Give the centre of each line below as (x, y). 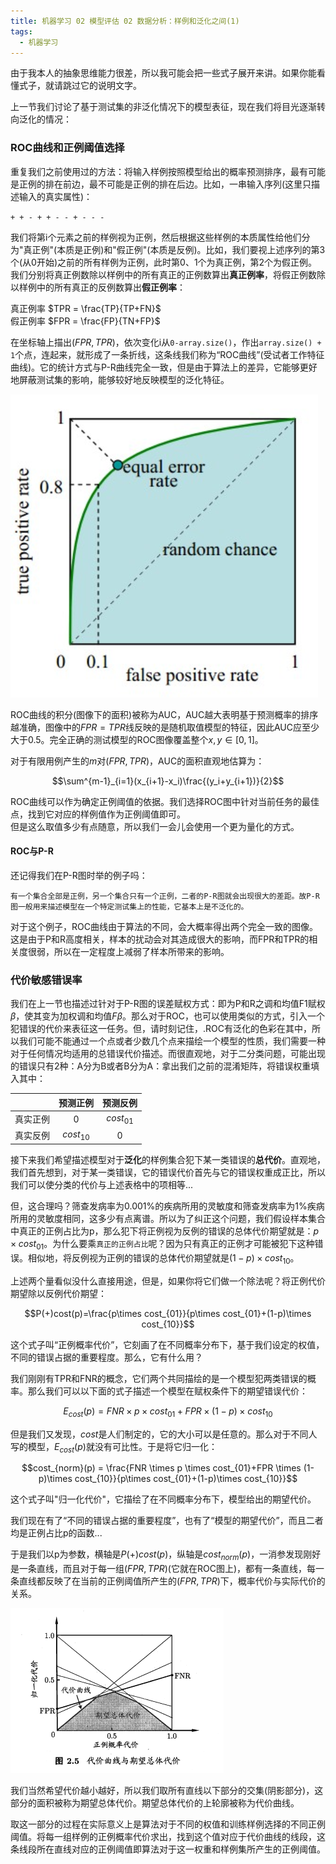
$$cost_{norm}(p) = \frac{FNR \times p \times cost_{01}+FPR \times (161, 1468)
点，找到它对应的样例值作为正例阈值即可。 (98, 814)
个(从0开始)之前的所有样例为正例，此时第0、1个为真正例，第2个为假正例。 (164, 262)
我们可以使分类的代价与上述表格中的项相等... (102, 1185)
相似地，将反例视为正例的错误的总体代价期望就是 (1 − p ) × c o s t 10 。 (163, 1259)
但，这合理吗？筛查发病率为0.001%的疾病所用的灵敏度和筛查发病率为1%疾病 (167, 1206)
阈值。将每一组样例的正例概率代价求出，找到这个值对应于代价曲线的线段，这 (168, 1837)
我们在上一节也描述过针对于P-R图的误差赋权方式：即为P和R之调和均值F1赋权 (168, 1004)
